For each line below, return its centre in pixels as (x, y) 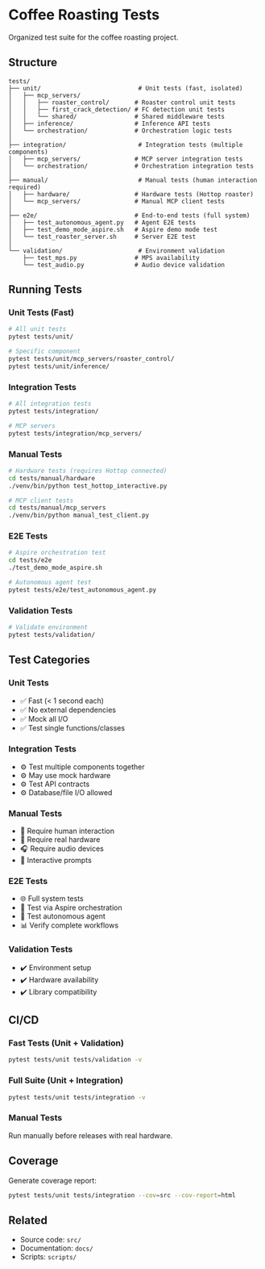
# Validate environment (48, 627)
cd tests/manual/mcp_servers (57, 508)
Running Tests (45, 289)
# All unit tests (37, 329)
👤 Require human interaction (67, 831)
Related (28, 1220)
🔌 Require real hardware (60, 840)
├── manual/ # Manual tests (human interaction (133, 180)
